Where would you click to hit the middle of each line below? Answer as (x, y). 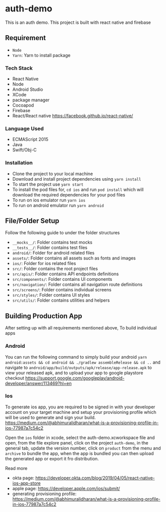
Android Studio (28, 89)
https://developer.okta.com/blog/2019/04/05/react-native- (95, 478)
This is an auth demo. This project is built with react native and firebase (78, 22)
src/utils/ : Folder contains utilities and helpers (61, 300)
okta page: (23, 478)
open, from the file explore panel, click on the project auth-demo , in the (77, 443)
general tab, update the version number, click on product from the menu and (83, 448)
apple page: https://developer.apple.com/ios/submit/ (66, 488)
